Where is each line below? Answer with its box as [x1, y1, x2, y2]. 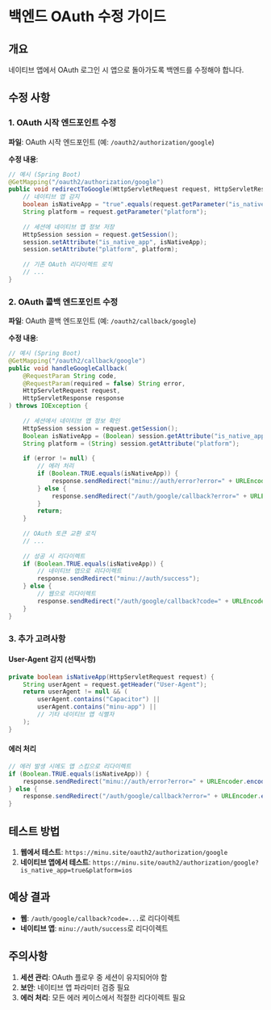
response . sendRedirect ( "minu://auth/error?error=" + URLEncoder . [23, 777, 248, 785]
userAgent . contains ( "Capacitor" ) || [37, 696, 161, 704]
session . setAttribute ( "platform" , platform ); [23, 246, 179, 254]
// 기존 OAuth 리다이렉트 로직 [23, 260, 113, 269]
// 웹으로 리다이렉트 [37, 590, 97, 598]
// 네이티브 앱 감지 [23, 193, 81, 201]
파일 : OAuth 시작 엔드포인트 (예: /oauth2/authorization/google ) [8, 137, 215, 146]
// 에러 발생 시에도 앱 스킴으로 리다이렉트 [8, 762, 131, 770]
